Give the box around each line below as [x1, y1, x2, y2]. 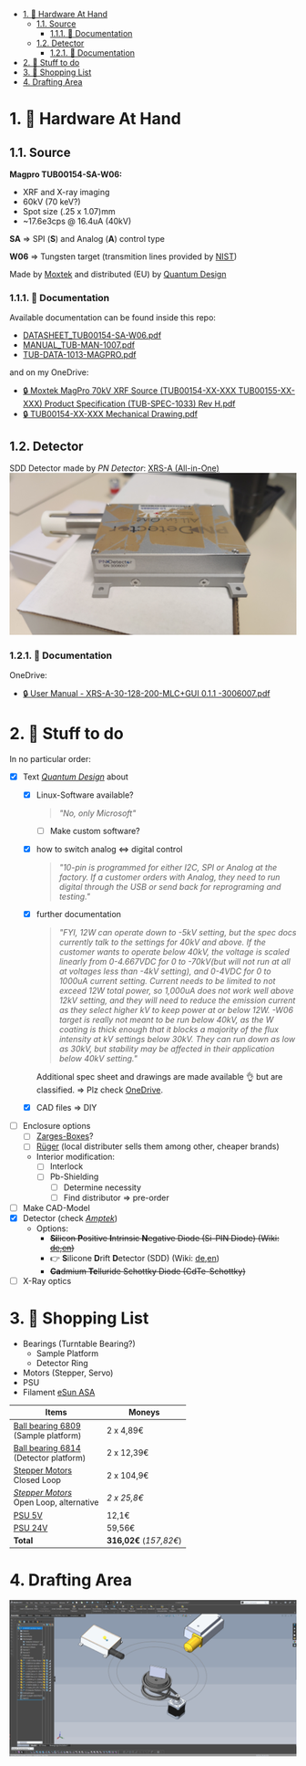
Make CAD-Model [22, 1202, 91, 1213]
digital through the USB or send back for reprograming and [58, 882, 281, 893]
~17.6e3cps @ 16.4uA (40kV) [22, 215, 132, 226]
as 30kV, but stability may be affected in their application [58, 1043, 275, 1054]
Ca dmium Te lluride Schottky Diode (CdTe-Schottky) [49, 1265, 246, 1277]
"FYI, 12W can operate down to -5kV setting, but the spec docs [58, 927, 297, 938]
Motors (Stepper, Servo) [22, 1367, 114, 1378]
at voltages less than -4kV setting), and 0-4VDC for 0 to [58, 966, 271, 977]
